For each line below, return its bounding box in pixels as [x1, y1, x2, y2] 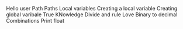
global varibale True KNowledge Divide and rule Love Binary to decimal [6, 11, 178, 18]
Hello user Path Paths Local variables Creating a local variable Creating [6, 5, 178, 12]
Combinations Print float [6, 17, 65, 24]
